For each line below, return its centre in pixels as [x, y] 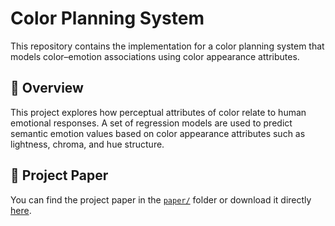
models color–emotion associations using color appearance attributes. [155, 56]
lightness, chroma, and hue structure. [87, 144]
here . [21, 210]
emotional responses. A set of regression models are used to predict [151, 123]
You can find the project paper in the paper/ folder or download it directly [161, 199]
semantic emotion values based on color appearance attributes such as [158, 133]
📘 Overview [47, 88]
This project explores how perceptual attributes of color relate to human [158, 112]
